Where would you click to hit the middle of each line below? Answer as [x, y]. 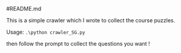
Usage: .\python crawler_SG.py [46, 32]
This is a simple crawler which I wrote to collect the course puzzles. [91, 20]
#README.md [24, 9]
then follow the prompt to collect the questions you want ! [78, 44]
